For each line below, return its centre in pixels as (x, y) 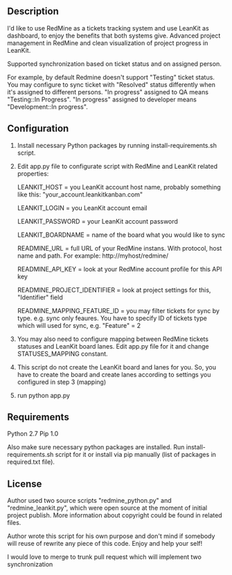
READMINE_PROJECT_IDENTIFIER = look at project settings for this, (114, 290)
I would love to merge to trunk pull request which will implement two (105, 557)
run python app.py (44, 395)
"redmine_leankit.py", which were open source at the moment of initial (107, 508)
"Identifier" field (40, 297)
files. (14, 523)
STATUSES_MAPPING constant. (63, 353)
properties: (33, 174)
